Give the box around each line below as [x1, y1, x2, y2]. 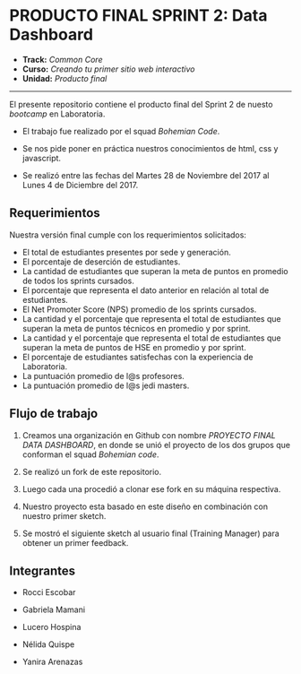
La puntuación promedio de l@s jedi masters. [21, 380, 190, 391]
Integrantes [9, 563, 76, 578]
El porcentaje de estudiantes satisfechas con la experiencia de [21, 351, 254, 362]
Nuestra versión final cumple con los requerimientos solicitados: [9, 229, 246, 240]
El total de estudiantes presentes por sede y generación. [21, 246, 231, 257]
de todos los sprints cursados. [21, 275, 134, 286]
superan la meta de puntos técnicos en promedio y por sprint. [21, 323, 251, 333]
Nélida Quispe [21, 639, 75, 650]
